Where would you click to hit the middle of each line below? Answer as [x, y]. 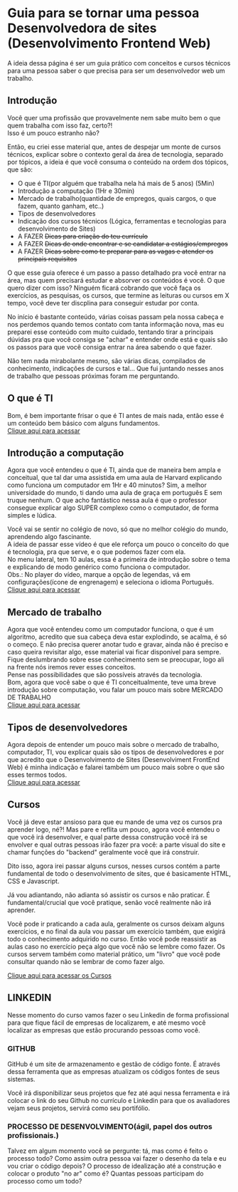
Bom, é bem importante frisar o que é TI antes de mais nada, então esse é [116, 415]
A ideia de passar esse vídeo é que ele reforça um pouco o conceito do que [118, 544]
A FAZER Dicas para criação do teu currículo [83, 236]
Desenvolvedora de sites [82, 28]
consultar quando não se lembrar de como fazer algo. [86, 961]
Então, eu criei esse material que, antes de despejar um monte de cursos [114, 147]
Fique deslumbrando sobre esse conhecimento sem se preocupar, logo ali [116, 659]
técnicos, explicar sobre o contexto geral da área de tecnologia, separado [115, 154]
